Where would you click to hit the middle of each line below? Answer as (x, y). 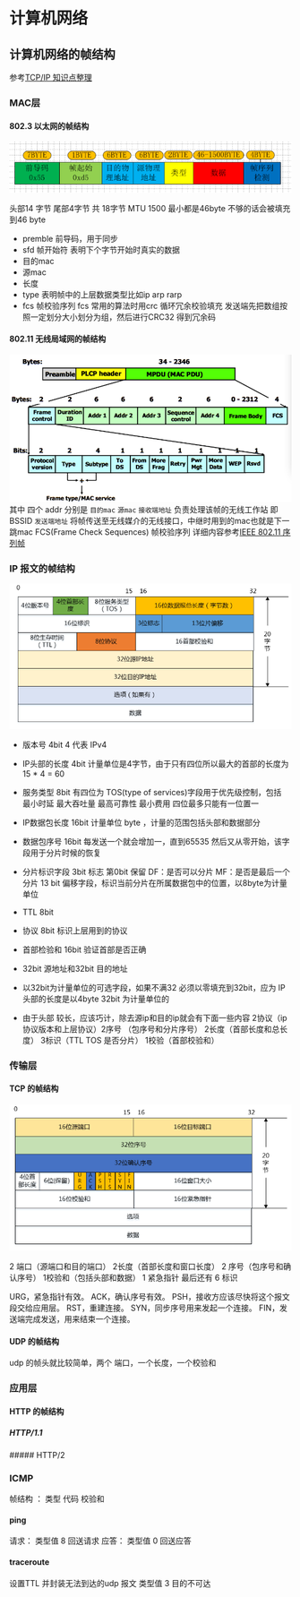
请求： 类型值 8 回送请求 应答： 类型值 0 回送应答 (101, 1541)
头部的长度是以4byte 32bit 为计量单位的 (96, 999)
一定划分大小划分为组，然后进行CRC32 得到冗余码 (123, 317)
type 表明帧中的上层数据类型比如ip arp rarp (102, 294)
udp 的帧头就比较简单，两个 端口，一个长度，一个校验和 (113, 1363)
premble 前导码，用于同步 (70, 238)
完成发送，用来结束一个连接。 (80, 1319)
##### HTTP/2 (37, 1455)
